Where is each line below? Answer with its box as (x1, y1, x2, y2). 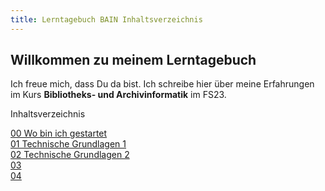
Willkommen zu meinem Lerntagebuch (10, 52, 257, 69)
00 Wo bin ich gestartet (10, 127, 108, 140)
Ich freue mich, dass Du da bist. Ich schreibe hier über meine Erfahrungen (10, 78, 315, 90)
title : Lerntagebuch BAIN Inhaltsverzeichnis (10, 14, 203, 25)
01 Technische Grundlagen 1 (10, 138, 127, 150)
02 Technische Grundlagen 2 (10, 149, 130, 161)
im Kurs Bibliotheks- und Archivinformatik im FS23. (10, 89, 227, 101)
